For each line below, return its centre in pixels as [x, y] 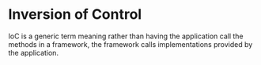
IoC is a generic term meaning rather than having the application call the [126, 36]
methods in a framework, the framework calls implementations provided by [130, 44]
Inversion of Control [75, 14]
